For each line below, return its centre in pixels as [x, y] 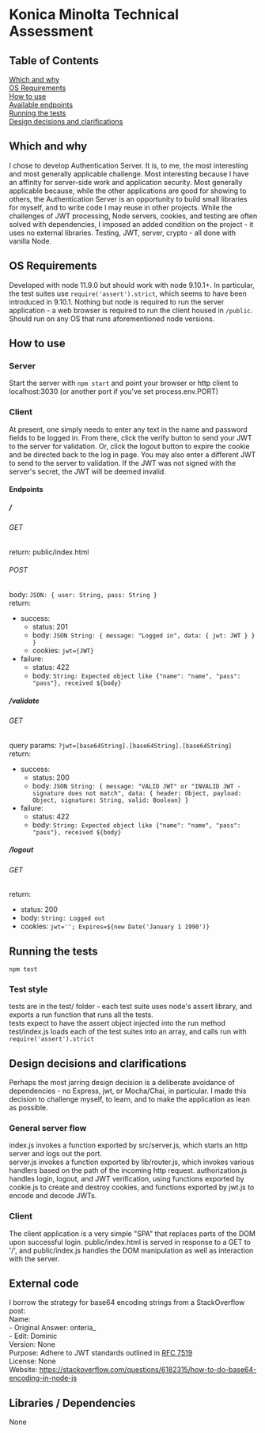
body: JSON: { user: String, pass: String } [83, 594]
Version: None [32, 1344]
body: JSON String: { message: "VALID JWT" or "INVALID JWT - [136, 785]
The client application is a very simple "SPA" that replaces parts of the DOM [132, 1233]
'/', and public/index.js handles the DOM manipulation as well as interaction [131, 1250]
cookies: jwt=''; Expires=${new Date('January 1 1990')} [115, 926]
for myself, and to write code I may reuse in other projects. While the [121, 207]
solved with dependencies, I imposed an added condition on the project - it [131, 224]
